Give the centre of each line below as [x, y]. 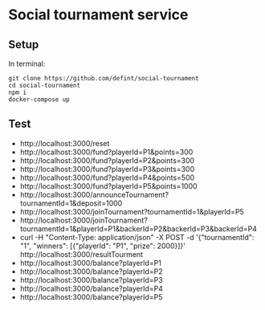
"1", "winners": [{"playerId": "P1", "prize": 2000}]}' [103, 246]
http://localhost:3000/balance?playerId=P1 [91, 263]
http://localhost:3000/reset [65, 143]
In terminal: [27, 63]
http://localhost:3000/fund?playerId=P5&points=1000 [109, 186]
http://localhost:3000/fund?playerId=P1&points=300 [106, 152]
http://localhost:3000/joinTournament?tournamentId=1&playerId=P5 [132, 211]
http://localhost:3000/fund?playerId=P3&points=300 [107, 169]
